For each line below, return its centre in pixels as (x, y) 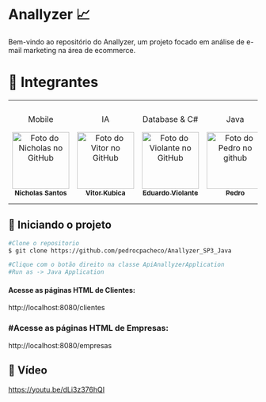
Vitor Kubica (106, 193)
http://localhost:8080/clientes (57, 308)
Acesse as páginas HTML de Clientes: (72, 290)
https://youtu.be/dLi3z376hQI (57, 389)
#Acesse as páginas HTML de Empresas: (88, 328)
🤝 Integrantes (53, 82)
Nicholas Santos (41, 193)
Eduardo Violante (170, 193)
